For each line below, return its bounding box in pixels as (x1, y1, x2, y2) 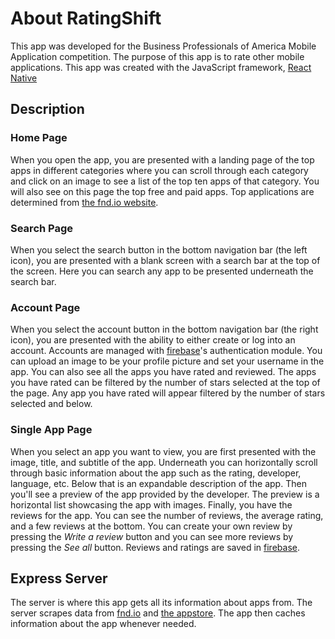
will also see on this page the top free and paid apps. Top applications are (10, 185, 315, 197)
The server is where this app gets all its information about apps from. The (10, 597, 313, 609)
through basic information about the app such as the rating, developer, (10, 467, 302, 479)
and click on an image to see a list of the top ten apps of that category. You (10, 175, 320, 187)
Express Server (10, 570, 108, 587)
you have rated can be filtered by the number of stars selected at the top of (10, 377, 321, 389)
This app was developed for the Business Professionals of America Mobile (10, 40, 317, 52)
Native (10, 72, 38, 84)
